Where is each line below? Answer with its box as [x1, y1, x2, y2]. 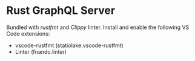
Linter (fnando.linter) [15, 48, 67, 55]
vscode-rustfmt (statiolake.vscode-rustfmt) [15, 42, 124, 49]
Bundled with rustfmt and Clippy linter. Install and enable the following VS [6, 24, 190, 31]
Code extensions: [6, 30, 50, 37]
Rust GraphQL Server [6, 4, 116, 18]
